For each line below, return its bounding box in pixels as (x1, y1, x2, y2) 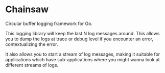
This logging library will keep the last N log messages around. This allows (5, 30, 160, 36)
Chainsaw (5, 4, 49, 15)
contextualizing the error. (5, 41, 58, 47)
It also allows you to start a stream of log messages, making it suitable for (5, 51, 160, 57)
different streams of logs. (5, 62, 59, 68)
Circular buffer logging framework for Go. (5, 20, 93, 27)
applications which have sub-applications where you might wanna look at (5, 56, 160, 62)
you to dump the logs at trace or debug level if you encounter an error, (5, 36, 154, 42)
